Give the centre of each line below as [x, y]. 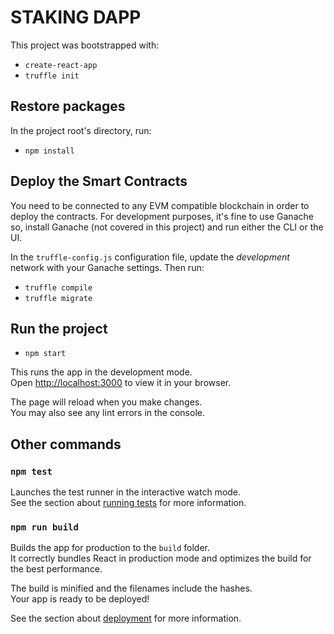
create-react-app [61, 65]
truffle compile [58, 287]
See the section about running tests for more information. [128, 503]
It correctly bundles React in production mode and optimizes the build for [161, 558]
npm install [49, 151]
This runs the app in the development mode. [101, 372]
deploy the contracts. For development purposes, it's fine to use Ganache [162, 216]
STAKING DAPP [76, 17]
